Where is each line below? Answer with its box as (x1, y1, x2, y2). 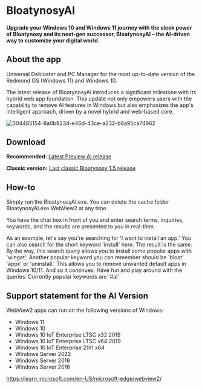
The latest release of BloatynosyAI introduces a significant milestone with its (6, 88, 197, 95)
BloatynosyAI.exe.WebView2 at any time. (6, 205, 108, 212)
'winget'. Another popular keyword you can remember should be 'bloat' (6, 254, 184, 261)
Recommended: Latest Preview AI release (6, 153, 112, 160)
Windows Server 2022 (15, 351, 71, 358)
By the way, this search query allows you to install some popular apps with (6, 247, 192, 254)
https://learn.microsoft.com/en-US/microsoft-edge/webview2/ (6, 375, 162, 383)
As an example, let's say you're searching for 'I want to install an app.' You (6, 234, 192, 242)
